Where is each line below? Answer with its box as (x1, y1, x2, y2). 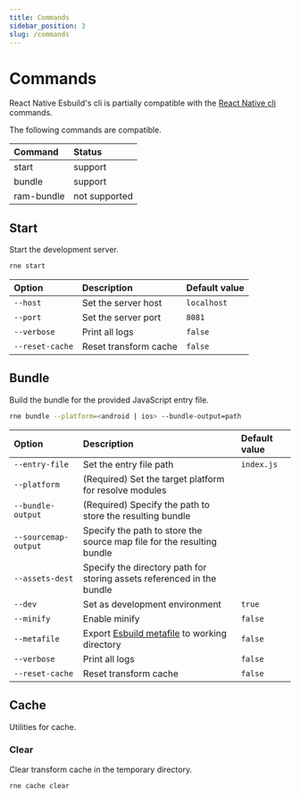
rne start (9, 261, 46, 271)
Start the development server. (9, 244, 119, 255)
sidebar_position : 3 (9, 21, 87, 30)
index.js (240, 459, 279, 470)
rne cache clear (9, 781, 70, 790)
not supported (73, 190, 134, 202)
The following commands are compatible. (9, 124, 162, 135)
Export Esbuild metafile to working (83, 627, 228, 640)
